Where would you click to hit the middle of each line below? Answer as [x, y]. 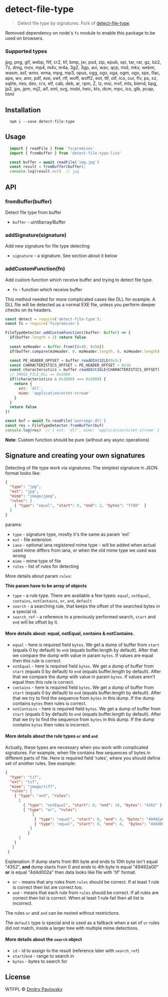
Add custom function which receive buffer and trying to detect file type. [79, 280]
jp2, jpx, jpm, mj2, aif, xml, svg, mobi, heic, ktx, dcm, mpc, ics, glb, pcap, [80, 89]
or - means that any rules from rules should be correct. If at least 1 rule [86, 882]
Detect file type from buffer [33, 212]
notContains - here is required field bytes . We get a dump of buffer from [86, 708]
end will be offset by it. [35, 622]
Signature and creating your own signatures [75, 456]
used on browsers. [24, 38]
